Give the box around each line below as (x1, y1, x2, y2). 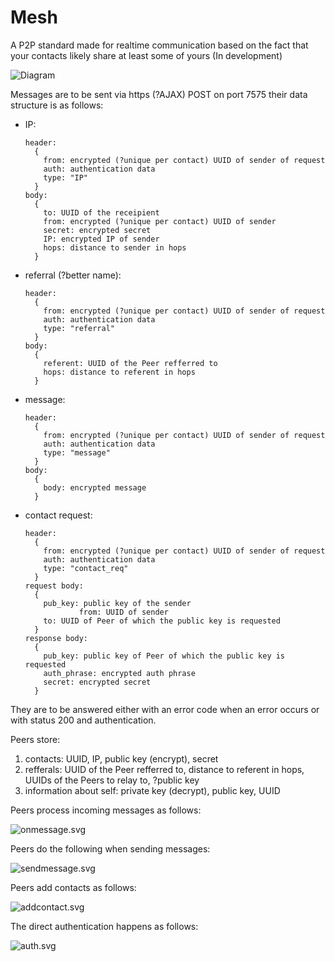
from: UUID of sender (78, 607, 169, 617)
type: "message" (43, 447, 111, 458)
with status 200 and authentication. (10, 714, 157, 726)
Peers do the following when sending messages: (10, 842, 211, 855)
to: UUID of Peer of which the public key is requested (43, 616, 281, 626)
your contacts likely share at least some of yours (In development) (10, 49, 283, 61)
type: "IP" (43, 172, 89, 183)
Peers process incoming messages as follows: (10, 804, 202, 816)
